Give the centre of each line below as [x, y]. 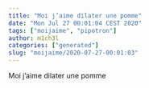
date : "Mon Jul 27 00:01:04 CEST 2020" [75, 23]
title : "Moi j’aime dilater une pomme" [75, 16]
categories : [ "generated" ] [54, 46]
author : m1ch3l [34, 38]
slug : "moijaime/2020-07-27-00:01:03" [73, 53]
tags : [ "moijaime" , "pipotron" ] [62, 30]
